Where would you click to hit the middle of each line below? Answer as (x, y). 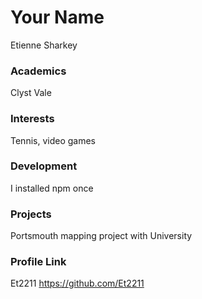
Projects (31, 214)
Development (44, 166)
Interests (32, 119)
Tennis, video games (53, 140)
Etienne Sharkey (44, 45)
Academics (38, 71)
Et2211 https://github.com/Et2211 (77, 283)
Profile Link (38, 262)
